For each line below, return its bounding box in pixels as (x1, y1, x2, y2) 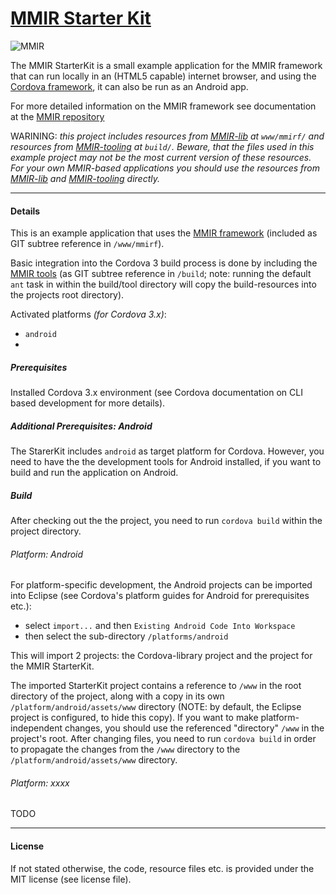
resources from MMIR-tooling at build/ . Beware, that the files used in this (10, 140, 315, 152)
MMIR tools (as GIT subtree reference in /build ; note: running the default (10, 268, 312, 280)
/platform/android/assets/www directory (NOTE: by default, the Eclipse (10, 701, 302, 713)
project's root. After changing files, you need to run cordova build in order (10, 733, 317, 745)
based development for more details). (10, 397, 166, 409)
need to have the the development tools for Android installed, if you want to (10, 456, 322, 468)
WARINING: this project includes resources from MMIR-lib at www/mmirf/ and (10, 130, 325, 142)
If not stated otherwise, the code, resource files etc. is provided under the (10, 862, 315, 874)
